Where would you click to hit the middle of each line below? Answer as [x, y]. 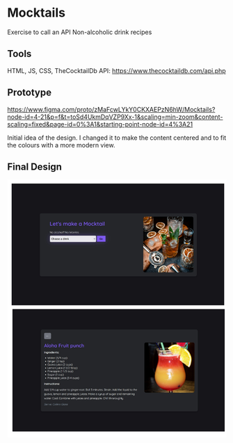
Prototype [30, 93]
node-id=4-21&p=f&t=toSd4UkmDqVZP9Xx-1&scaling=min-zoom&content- [115, 117]
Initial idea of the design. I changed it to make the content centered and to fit [117, 138]
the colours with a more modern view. [61, 145]
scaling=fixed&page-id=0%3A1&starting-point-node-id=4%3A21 [100, 124]
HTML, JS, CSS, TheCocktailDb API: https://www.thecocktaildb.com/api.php [116, 70]
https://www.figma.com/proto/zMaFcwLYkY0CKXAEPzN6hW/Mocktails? [111, 109]
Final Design [35, 167]
